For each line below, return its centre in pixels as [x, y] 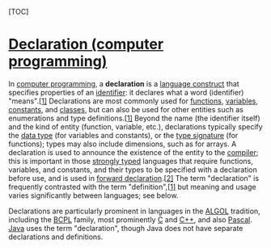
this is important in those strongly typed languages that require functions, [131, 161]
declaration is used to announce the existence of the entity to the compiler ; [133, 152]
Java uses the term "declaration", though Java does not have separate [126, 228]
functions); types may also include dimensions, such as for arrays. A [123, 144]
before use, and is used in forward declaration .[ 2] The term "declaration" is [134, 178]
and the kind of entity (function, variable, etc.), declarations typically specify [135, 126]
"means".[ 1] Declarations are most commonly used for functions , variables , [133, 101]
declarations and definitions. [56, 237]
